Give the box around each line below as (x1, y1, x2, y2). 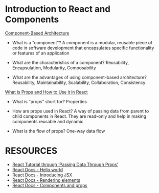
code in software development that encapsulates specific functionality (12, 45, 154, 51)
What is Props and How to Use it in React (5, 89, 88, 95)
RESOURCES (5, 145, 58, 157)
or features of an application (12, 50, 69, 56)
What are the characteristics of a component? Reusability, (12, 59, 129, 65)
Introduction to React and (5, 3, 111, 15)
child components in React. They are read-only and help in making (12, 113, 147, 119)
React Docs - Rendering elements (12, 177, 81, 183)
